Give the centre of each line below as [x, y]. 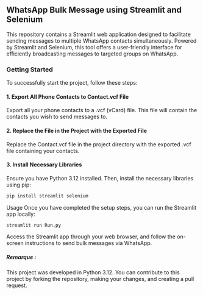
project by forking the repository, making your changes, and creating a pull [100, 279]
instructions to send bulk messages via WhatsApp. [88, 243]
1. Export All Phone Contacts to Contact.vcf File [68, 96]
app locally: [21, 214]
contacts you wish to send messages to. [57, 117]
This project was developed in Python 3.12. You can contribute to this [93, 272]
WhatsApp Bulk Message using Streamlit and [94, 10]
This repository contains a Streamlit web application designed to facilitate [98, 34]
